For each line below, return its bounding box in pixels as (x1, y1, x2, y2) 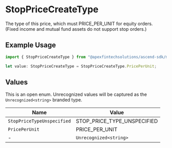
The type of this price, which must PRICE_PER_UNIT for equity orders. (5, 20, 153, 27)
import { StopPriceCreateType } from (5, 54, 86, 59)
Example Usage (5, 41, 56, 50)
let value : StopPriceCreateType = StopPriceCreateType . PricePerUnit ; (5, 64, 157, 69)
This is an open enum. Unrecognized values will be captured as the (5, 91, 147, 98)
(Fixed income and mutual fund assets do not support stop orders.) (5, 26, 147, 32)
